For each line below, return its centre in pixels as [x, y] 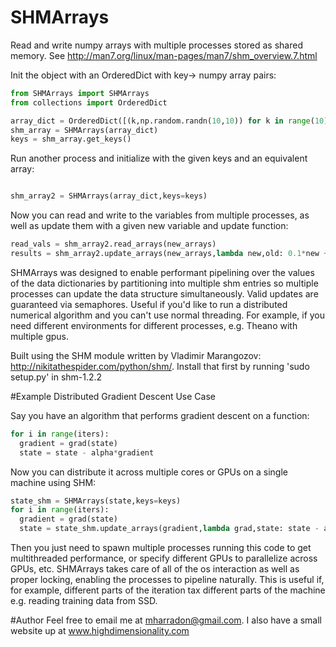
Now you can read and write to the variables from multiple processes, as [160, 215]
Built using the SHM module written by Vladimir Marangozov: [136, 355]
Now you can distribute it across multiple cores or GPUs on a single [149, 472]
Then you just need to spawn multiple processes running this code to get [161, 548]
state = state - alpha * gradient [87, 452]
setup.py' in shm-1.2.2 [56, 377]
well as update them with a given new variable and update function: [149, 226]
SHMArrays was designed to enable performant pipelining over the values [162, 272]
